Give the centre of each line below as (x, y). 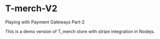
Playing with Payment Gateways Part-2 (45, 22)
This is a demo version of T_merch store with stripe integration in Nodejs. (80, 31)
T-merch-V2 (31, 9)
